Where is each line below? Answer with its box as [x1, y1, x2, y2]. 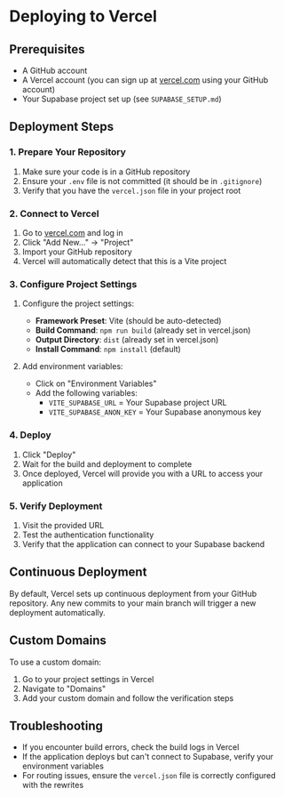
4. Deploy [9, 429, 51, 441]
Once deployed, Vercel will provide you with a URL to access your [21, 468, 264, 479]
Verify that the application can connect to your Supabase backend [21, 538, 265, 549]
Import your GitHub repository [21, 246, 133, 257]
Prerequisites [9, 42, 85, 57]
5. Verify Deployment [9, 500, 103, 512]
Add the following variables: [35, 388, 138, 398]
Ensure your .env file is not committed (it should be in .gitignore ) [21, 175, 263, 186]
